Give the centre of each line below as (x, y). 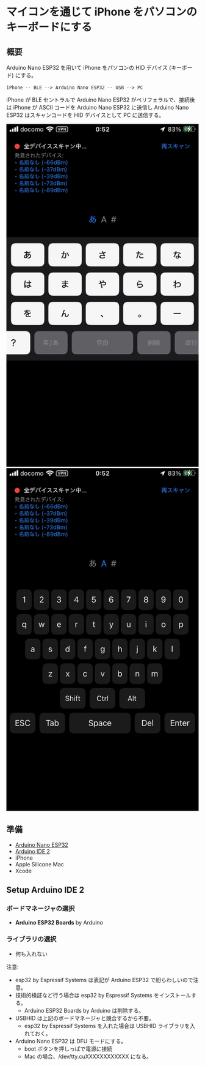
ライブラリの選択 (31, 939)
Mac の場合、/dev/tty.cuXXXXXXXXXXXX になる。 (88, 1056)
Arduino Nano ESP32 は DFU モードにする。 (71, 1041)
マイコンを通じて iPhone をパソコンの (102, 12)
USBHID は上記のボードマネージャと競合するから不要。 (85, 1018)
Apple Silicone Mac (39, 864)
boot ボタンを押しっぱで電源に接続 (68, 1049)
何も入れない (31, 954)
